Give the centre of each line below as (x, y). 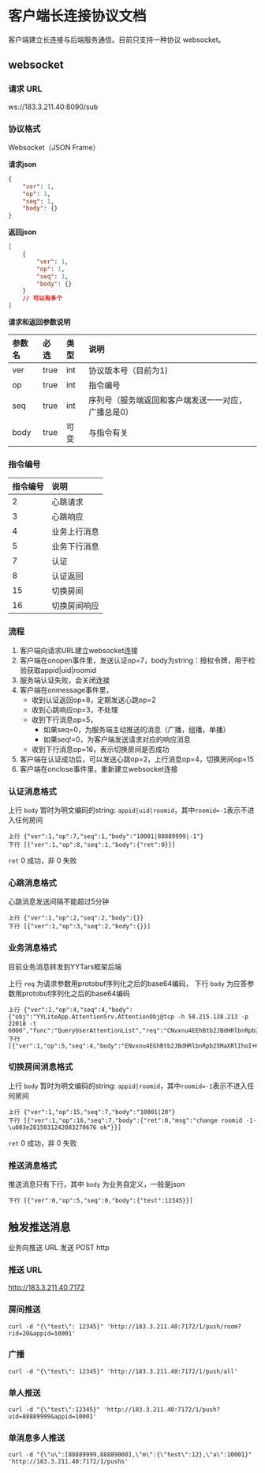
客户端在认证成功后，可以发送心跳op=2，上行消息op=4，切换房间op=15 (137, 759)
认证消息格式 (33, 791)
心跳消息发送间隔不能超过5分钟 (59, 901)
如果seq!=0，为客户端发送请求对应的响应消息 (117, 739)
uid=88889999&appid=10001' (52, 1417)
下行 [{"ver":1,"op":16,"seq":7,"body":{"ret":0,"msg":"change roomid (125, 1120)
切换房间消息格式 (41, 1067)
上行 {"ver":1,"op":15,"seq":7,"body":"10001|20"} (92, 1112)
